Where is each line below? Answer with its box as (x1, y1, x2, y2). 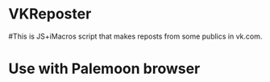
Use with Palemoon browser (8, 59, 201, 78)
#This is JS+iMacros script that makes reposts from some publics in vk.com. (8, 31, 263, 41)
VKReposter (8, 5, 92, 23)
